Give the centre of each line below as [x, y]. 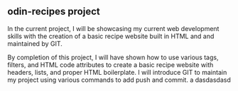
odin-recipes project [54, 12]
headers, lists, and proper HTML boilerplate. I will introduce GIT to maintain [117, 72]
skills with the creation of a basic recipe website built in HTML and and [111, 36]
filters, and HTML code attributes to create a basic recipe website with [110, 65]
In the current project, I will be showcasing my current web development [113, 28]
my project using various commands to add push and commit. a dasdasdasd [119, 80]
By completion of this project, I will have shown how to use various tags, [113, 57]
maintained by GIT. [35, 43]
